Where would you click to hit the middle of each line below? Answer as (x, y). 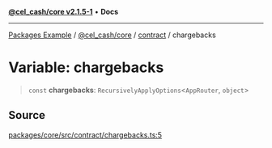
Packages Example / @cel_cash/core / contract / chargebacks (112, 35)
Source (27, 115)
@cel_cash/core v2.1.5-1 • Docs (64, 12)
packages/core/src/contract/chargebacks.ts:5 (85, 135)
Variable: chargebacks (86, 68)
